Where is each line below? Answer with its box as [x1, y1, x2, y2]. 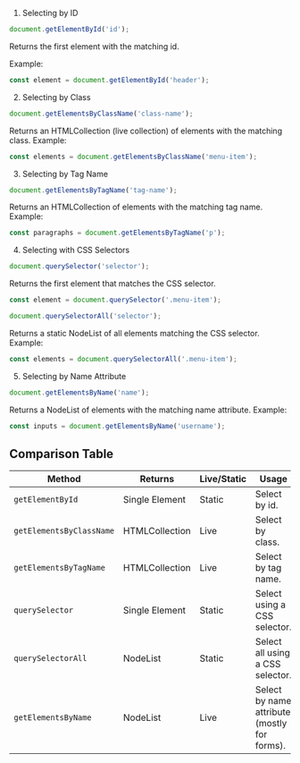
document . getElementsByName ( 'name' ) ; [9, 388, 150, 397]
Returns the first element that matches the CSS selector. [9, 278, 216, 289]
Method [46, 473, 82, 486]
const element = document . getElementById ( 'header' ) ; [9, 75, 210, 84]
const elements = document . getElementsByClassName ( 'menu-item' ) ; [9, 152, 257, 161]
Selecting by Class [21, 91, 91, 102]
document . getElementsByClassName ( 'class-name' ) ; [9, 109, 194, 118]
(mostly [254, 717, 287, 730]
